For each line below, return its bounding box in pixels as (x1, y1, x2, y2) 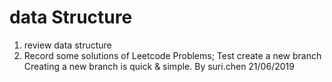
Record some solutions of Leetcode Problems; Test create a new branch (23, 49, 322, 61)
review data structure (23, 39, 112, 51)
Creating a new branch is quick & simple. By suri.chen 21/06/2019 (23, 60, 295, 72)
